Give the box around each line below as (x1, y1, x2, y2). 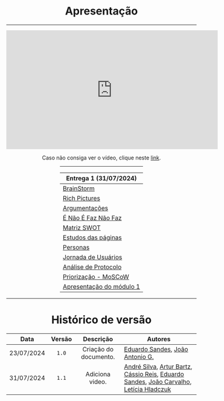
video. (89, 377, 107, 386)
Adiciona (85, 370, 110, 378)
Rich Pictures (62, 194, 101, 202)
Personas (62, 243, 90, 251)
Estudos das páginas (62, 233, 122, 242)
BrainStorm (62, 184, 95, 193)
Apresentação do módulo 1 (62, 282, 141, 290)
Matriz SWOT (62, 223, 101, 232)
